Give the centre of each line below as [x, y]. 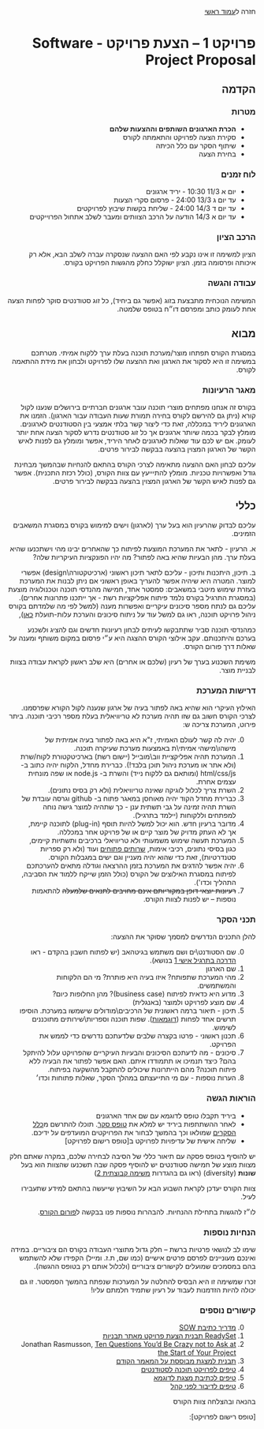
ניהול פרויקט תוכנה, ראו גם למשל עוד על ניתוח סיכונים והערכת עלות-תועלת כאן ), [137, 614]
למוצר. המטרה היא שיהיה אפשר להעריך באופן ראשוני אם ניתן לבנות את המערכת [138, 580]
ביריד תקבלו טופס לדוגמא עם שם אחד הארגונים [166, 1116]
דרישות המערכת [226, 690]
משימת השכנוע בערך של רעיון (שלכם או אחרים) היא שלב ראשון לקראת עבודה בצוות [133, 662]
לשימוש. [224, 1028]
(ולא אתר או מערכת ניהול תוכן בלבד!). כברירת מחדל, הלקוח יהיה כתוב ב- [128, 764]
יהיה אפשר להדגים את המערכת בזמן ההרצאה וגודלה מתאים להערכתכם [131, 865]
